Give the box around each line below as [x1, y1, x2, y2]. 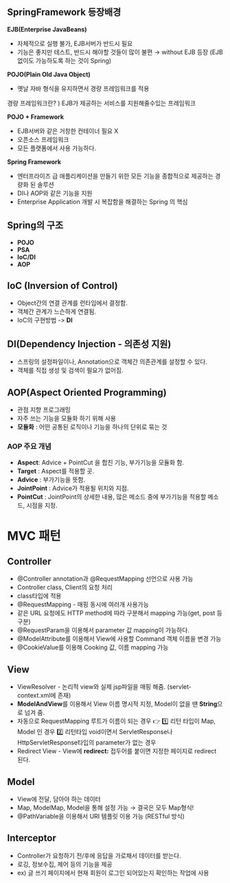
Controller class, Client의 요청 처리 [16, 583, 113, 591]
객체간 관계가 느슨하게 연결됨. [16, 307, 97, 316]
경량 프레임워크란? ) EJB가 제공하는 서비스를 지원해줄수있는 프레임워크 [7, 99, 196, 107]
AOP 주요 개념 [7, 441, 51, 451]
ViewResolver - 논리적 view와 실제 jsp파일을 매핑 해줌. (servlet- [16, 683, 192, 691]
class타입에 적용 [16, 592, 62, 600]
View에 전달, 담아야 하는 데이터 [16, 794, 101, 803]
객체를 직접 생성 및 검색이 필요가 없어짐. [16, 366, 124, 375]
